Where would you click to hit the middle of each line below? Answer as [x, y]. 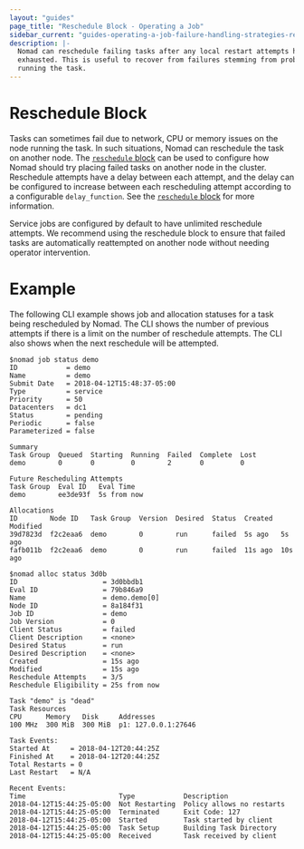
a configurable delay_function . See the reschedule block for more [132, 196]
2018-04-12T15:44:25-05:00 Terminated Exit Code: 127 [125, 812]
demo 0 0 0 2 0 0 [127, 463]
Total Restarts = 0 [46, 764]
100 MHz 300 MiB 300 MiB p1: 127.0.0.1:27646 [103, 725]
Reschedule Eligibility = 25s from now [85, 685]
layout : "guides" [42, 18]
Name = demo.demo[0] [85, 598]
